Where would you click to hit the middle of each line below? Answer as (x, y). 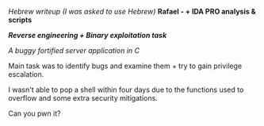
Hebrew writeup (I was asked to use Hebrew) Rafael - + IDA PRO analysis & (132, 11)
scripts (20, 20)
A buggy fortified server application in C (74, 50)
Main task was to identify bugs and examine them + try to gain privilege (125, 66)
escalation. (26, 74)
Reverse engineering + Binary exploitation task (88, 35)
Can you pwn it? (34, 113)
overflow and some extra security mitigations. (83, 98)
